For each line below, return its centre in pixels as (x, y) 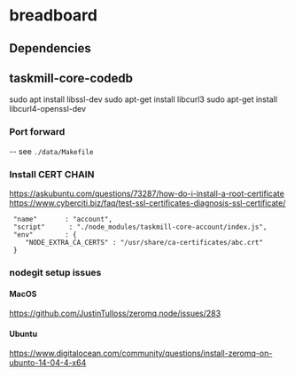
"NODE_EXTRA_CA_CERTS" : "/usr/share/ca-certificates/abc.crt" (144, 242)
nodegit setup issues (55, 272)
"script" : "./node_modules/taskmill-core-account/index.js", (140, 227)
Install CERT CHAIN (52, 174)
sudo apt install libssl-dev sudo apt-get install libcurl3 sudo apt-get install (143, 99)
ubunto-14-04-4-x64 (48, 363)
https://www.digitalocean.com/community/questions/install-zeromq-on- (141, 353)
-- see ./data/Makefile (51, 151)
